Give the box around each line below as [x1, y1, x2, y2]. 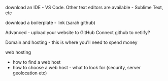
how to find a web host [12, 59, 61, 65]
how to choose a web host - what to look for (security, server [12, 65, 141, 70]
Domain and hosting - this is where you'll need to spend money [5, 39, 138, 45]
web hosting [5, 49, 31, 55]
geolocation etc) [12, 70, 47, 76]
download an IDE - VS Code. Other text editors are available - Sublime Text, [5, 5, 163, 10]
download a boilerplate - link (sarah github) [5, 20, 95, 25]
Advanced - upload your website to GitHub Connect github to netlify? [5, 30, 150, 35]
